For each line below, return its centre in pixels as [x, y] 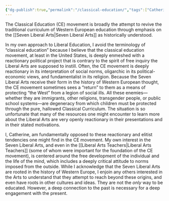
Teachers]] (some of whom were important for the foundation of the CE [79, 150]
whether [14, 98]
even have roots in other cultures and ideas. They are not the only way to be [84, 182]
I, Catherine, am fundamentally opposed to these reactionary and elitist [79, 134]
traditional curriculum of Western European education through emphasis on [83, 29]
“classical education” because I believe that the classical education [75, 50]
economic [16, 76]
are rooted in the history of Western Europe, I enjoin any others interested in [84, 172]
